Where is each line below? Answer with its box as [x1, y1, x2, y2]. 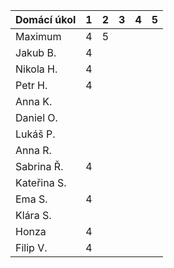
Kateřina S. [15, 176, 67, 189]
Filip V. [15, 241, 48, 254]
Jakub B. [15, 46, 57, 59]
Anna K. [15, 95, 53, 108]
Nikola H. [15, 62, 58, 76]
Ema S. [15, 192, 48, 206]
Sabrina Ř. [15, 160, 64, 173]
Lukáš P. [15, 127, 56, 141]
